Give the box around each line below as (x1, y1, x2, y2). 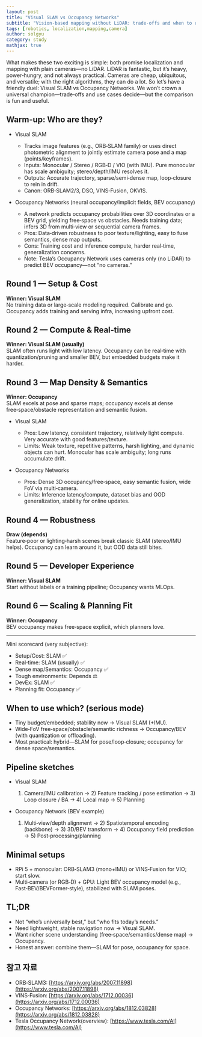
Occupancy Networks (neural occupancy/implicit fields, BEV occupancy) (14, 198, 195, 206)
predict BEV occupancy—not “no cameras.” (23, 261, 132, 268)
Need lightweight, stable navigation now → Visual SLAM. (14, 924, 156, 932)
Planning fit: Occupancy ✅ (14, 685, 81, 693)
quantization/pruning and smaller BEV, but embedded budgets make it (6, 353, 180, 361)
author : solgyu (6, 31, 44, 37)
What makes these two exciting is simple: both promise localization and (6, 58, 183, 66)
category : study (6, 37, 47, 43)
